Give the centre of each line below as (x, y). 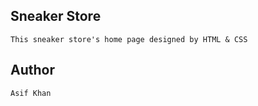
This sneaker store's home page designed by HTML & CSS (129, 39)
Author (32, 70)
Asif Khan (31, 93)
